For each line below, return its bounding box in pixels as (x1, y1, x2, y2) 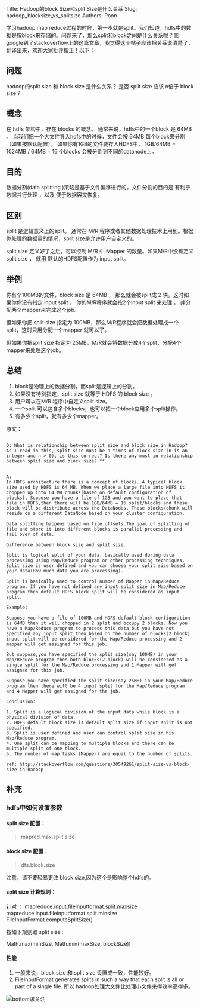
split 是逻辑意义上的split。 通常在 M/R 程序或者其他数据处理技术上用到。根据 (6, 228, 194, 235)
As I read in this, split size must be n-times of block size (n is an (6, 448, 187, 454)
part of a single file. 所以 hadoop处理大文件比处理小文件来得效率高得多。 (14, 983, 193, 990)
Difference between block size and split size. (6, 541, 127, 548)
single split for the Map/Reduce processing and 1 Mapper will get (6, 662, 177, 668)
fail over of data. (6, 531, 55, 537)
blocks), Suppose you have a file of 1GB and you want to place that (6, 495, 183, 501)
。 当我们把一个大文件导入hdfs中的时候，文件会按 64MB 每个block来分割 (6, 133, 186, 140)
